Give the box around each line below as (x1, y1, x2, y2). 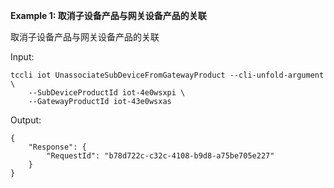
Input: (10, 51, 35, 63)
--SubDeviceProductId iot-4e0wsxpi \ (28, 88, 186, 98)
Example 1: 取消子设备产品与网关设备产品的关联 (10, 10, 207, 21)
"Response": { (28, 142, 87, 152)
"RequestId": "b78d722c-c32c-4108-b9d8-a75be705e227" (46, 151, 275, 161)
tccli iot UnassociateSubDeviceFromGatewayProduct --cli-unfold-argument (10, 70, 325, 80)
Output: (10, 114, 42, 126)
